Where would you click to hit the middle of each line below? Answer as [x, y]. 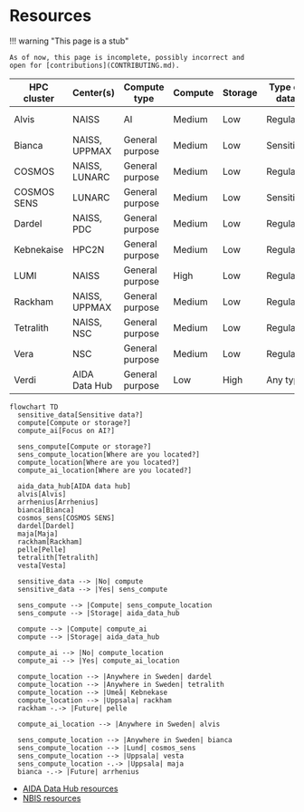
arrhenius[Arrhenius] [58, 502]
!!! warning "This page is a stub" [69, 41]
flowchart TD [34, 407]
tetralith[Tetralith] [58, 557]
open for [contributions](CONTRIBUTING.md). [95, 65]
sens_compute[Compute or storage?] [85, 446]
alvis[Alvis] [42, 494]
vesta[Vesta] [42, 565]
